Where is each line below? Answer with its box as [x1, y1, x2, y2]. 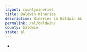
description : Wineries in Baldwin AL [5, 16, 83, 21]
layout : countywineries [5, 7, 54, 12]
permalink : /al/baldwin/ [5, 20, 56, 26]
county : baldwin [5, 25, 38, 30]
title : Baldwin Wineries [5, 12, 56, 17]
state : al [5, 30, 26, 35]
